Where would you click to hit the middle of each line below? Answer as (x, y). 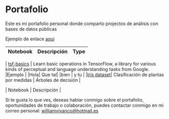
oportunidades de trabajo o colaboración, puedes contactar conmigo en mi (84, 105)
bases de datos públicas (31, 29)
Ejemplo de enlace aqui (30, 39)
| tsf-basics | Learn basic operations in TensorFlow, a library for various (81, 64)
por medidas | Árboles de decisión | (43, 80)
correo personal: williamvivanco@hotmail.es (52, 110)
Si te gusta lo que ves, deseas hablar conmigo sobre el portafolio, (75, 100)
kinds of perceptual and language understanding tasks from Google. (77, 69)
